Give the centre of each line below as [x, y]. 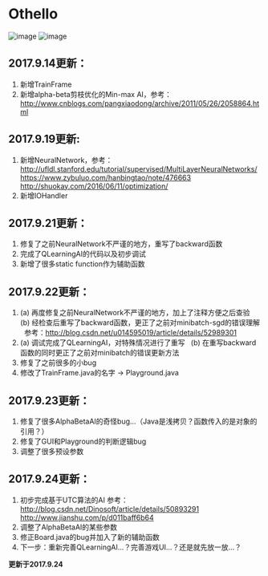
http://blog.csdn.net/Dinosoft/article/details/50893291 [109, 509]
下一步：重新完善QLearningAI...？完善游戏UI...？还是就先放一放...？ [131, 547]
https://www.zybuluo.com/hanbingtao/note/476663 [105, 177]
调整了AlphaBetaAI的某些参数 [69, 527]
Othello [33, 14]
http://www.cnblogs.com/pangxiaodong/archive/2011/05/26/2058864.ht [139, 103]
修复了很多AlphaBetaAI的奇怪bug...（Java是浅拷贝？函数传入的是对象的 [138, 421]
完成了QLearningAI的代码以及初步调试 [83, 254]
